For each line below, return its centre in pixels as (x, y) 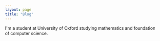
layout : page (18, 10)
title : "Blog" (20, 14)
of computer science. (27, 33)
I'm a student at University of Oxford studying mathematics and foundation (80, 28)
